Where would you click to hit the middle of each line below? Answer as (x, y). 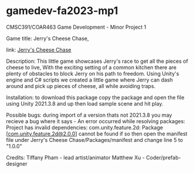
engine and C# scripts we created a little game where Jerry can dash (89, 80)
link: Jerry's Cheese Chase (39, 50)
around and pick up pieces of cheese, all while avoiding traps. (81, 86)
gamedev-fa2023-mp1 (62, 11)
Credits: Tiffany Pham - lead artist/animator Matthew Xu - (76, 157)
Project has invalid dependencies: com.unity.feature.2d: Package (84, 127)
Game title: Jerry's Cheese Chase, (47, 38)
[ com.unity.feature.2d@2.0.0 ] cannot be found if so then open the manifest (97, 134)
